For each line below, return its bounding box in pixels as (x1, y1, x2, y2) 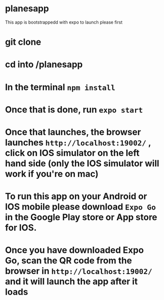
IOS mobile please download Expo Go (5, 201, 156, 212)
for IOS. (5, 222, 37, 234)
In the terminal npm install (5, 82, 116, 92)
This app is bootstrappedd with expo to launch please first (5, 19, 123, 25)
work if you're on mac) (5, 168, 99, 180)
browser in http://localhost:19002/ (5, 266, 153, 277)
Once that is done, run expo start (5, 104, 143, 115)
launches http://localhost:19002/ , (5, 137, 151, 148)
